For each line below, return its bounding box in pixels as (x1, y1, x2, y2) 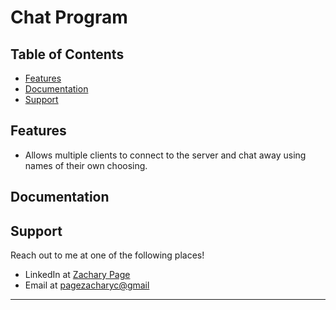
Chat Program (10, 6, 128, 29)
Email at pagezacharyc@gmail (24, 279, 150, 291)
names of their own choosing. (24, 159, 148, 171)
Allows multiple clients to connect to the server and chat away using (24, 149, 307, 161)
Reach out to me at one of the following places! (10, 249, 205, 261)
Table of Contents (10, 46, 125, 63)
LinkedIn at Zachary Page (24, 269, 131, 281)
